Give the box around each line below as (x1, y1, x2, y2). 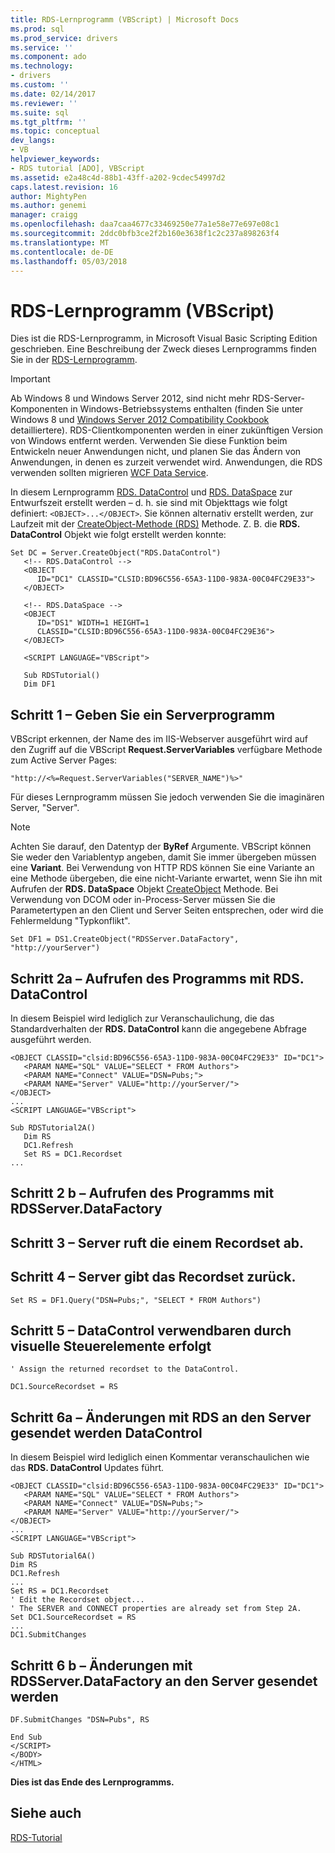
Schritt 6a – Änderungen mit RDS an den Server (10, 1409, 312, 1426)
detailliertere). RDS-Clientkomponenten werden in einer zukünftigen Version (10, 424, 324, 436)
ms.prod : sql (10, 24, 65, 34)
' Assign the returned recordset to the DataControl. (10, 1364, 240, 1375)
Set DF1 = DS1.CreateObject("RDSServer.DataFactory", (10, 934, 240, 945)
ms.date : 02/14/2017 (10, 89, 97, 99)
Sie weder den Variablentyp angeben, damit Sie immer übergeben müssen (10, 851, 317, 863)
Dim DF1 (23, 679, 56, 690)
